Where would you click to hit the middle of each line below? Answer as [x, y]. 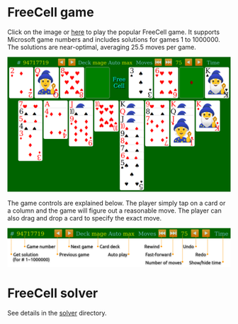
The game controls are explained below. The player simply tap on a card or [117, 203]
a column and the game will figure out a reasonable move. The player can [114, 211]
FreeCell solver [53, 293]
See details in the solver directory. [57, 313]
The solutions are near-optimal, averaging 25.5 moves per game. [102, 47]
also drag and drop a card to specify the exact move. [84, 218]
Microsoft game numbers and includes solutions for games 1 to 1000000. [114, 39]
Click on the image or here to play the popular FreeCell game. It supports [114, 32]
